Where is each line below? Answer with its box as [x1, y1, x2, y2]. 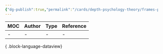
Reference [62, 22, 87, 29]
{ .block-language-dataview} [5, 43, 63, 49]
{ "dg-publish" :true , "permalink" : [5, 7, 73, 12]
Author [24, 22, 41, 29]
